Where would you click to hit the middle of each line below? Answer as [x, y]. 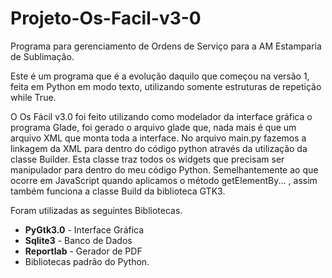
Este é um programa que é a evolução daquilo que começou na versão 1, [160, 76]
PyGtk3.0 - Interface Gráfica [84, 229]
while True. [33, 97]
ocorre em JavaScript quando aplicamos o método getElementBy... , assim [164, 180]
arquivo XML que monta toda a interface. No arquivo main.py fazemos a [158, 138]
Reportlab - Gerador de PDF [83, 251]
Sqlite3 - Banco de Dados [78, 240]
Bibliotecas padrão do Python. [87, 261]
